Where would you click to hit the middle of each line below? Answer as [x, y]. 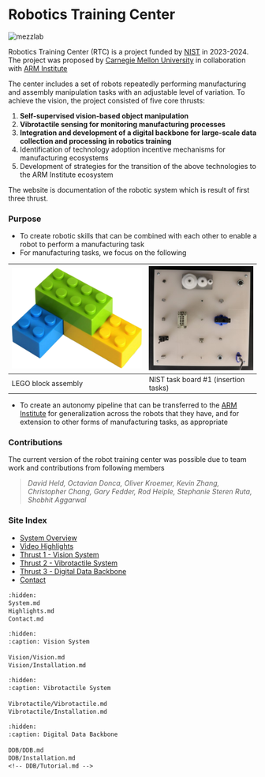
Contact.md [26, 619]
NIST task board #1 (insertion [197, 379]
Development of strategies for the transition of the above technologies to [138, 166]
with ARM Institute [38, 68]
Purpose [25, 219]
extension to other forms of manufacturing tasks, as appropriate [124, 422]
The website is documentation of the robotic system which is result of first [129, 190]
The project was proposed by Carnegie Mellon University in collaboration [127, 60]
